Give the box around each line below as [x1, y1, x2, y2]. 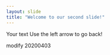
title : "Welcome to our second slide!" [6, 14, 105, 20]
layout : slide [6, 8, 42, 15]
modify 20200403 [6, 42, 51, 49]
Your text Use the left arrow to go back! [6, 30, 103, 37]
